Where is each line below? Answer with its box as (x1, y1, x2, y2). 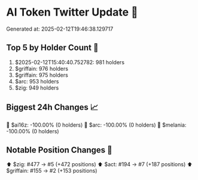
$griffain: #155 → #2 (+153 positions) (6, 167, 98, 175)
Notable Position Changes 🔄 (6, 145, 112, 155)
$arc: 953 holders (14, 77, 59, 85)
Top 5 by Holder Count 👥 (6, 43, 99, 53)
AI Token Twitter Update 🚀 (6, 5, 139, 19)
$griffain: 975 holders (14, 71, 69, 79)
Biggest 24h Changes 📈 (6, 102, 99, 113)
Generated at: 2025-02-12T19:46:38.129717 (6, 25, 114, 32)
